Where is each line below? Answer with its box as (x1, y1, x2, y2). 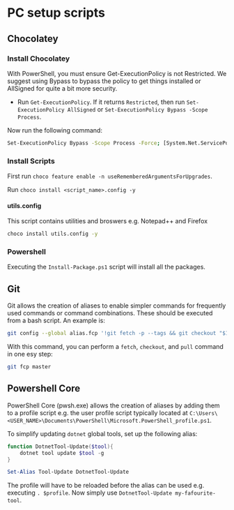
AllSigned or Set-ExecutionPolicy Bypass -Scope (67, 105, 208, 113)
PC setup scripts (7, 5, 106, 21)
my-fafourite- (175, 490, 216, 497)
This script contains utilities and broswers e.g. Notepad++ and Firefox (7, 217, 208, 225)
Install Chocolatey (7, 54, 70, 63)
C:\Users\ (189, 410, 218, 417)
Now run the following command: (7, 126, 103, 134)
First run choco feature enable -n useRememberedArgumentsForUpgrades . (7, 172, 212, 181)
